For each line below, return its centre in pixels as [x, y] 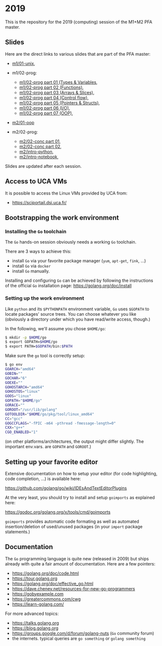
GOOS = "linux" [18, 396]
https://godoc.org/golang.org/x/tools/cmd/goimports [58, 512]
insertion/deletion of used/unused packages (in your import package [74, 526]
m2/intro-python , [36, 151]
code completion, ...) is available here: [43, 479]
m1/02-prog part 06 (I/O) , [45, 108]
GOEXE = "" [14, 383]
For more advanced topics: [32, 614]
